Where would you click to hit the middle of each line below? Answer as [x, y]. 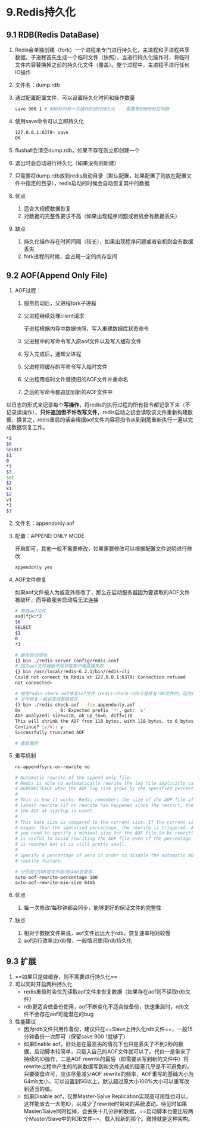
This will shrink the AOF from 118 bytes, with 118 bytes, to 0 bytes [104, 722]
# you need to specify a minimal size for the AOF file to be [93, 833]
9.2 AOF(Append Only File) [57, 276]
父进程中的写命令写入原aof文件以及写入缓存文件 [82, 341]
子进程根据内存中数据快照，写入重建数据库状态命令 [86, 329]
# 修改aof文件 [30, 611]
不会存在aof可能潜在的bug [61, 1014]
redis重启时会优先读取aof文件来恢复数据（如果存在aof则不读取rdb [104, 992]
